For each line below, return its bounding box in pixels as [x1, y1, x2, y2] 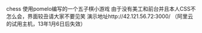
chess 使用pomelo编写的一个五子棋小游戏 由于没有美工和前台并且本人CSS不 [6, 5, 196, 12]
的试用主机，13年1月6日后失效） [6, 20, 86, 27]
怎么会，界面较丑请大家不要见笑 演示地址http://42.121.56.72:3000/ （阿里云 [6, 13, 194, 20]
